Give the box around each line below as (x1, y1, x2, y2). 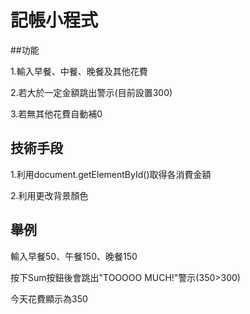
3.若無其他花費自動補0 (10, 107, 103, 120)
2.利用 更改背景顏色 (10, 189, 89, 201)
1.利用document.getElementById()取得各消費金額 (10, 168, 212, 180)
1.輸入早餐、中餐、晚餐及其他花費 (10, 65, 148, 77)
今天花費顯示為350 (10, 292, 88, 305)
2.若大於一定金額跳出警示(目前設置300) (10, 86, 173, 98)
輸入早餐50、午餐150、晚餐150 (10, 250, 138, 262)
